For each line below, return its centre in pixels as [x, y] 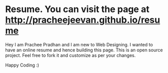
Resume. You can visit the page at [77, 9]
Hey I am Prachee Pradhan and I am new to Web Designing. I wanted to [79, 44]
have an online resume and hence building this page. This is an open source [84, 50]
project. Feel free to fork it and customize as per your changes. [70, 55]
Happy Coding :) [22, 65]
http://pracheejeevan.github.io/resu [83, 20]
